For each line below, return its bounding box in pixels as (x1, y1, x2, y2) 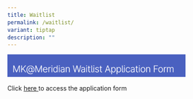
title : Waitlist (7, 11, 55, 18)
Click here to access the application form (7, 83, 127, 92)
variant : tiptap (7, 26, 55, 33)
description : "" (7, 34, 55, 41)
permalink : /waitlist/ (7, 18, 74, 26)
